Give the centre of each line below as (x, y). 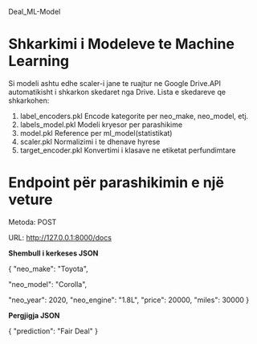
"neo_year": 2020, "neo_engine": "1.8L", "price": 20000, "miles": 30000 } (129, 300)
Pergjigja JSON (34, 315)
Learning (39, 61)
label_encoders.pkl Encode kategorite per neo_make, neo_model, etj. (134, 116)
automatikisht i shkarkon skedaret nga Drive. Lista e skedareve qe (117, 92)
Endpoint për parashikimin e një (116, 183)
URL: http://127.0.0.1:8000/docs (60, 237)
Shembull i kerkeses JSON (53, 253)
